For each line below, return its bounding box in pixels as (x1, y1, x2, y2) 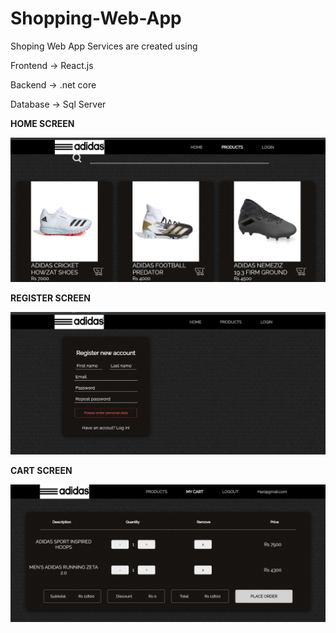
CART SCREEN (10, 464, 73, 476)
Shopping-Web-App (10, 7, 182, 30)
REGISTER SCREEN (10, 292, 91, 304)
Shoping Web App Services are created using (10, 40, 198, 52)
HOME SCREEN (10, 117, 75, 129)
